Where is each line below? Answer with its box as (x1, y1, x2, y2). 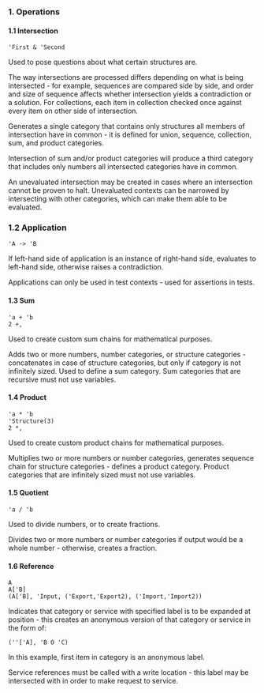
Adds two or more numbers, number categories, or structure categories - (8, 349, 247, 359)
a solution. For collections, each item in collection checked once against (8, 98, 242, 107)
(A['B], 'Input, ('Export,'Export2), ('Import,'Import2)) (8, 593, 203, 601)
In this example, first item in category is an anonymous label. (8, 653, 205, 662)
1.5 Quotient (8, 488, 49, 498)
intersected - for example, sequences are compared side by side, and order (8, 81, 255, 91)
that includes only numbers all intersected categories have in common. (8, 162, 239, 171)
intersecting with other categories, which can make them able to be (8, 194, 227, 204)
